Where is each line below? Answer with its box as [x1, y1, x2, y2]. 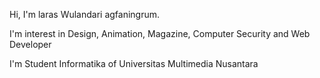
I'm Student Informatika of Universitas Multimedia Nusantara [9, 58, 259, 69]
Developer [9, 39, 52, 50]
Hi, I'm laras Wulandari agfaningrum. [9, 9, 161, 20]
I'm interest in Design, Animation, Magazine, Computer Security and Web [9, 28, 311, 39]
